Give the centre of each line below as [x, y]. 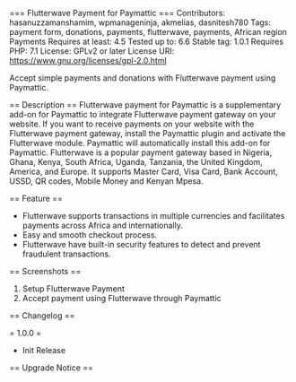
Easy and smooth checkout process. [90, 235]
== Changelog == [42, 316]
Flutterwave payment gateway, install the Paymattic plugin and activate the [148, 133]
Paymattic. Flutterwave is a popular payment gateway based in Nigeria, [140, 152]
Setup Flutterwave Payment [74, 289]
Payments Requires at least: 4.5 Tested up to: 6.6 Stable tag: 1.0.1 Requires [147, 41]
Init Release [44, 350]
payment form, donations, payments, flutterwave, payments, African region [148, 32]
